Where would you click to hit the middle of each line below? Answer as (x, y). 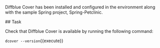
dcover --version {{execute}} (34, 41)
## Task (13, 22)
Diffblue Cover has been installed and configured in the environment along (80, 7)
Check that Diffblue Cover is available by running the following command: (79, 31)
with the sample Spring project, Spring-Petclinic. (54, 12)
